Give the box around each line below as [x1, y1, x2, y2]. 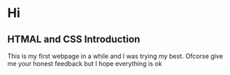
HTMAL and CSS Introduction [7, 33, 141, 45]
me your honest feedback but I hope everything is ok [7, 59, 163, 68]
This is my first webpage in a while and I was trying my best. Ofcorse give [7, 52, 224, 60]
